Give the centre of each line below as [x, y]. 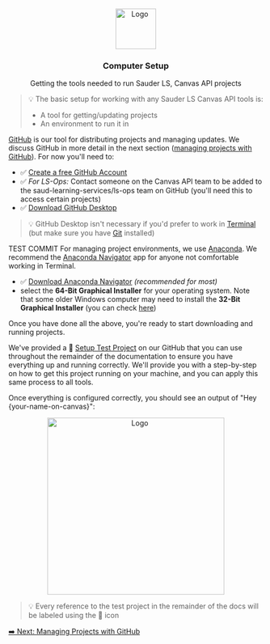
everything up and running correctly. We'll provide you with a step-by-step [133, 365]
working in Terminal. [42, 266]
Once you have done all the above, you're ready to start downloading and [131, 324]
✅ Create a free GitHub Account [74, 172]
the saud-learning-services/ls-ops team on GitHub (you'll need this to [136, 191]
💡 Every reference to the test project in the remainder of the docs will [143, 606]
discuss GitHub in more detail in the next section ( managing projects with [130, 148]
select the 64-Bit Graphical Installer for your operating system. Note [135, 290]
